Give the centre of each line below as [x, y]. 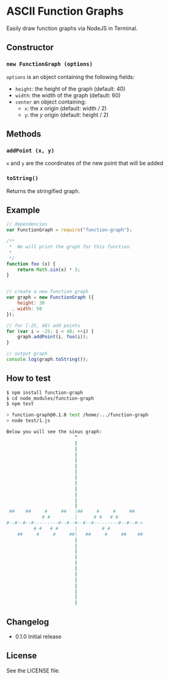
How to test [28, 378]
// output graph [27, 354]
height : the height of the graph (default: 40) [70, 89]
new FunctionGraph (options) [50, 64]
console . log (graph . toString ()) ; [47, 360]
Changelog [28, 622]
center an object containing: [51, 102]
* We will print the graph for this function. [70, 247]
